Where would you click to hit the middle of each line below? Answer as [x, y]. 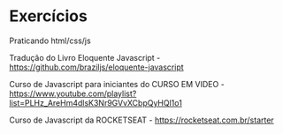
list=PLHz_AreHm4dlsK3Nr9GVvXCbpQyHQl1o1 [96, 102]
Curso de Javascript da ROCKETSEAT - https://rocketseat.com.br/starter [141, 120]
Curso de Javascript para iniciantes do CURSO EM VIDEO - [117, 84]
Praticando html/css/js [50, 41]
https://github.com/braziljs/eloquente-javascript [96, 67]
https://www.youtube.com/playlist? [73, 93]
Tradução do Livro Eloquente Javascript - [85, 57]
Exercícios [49, 16]
